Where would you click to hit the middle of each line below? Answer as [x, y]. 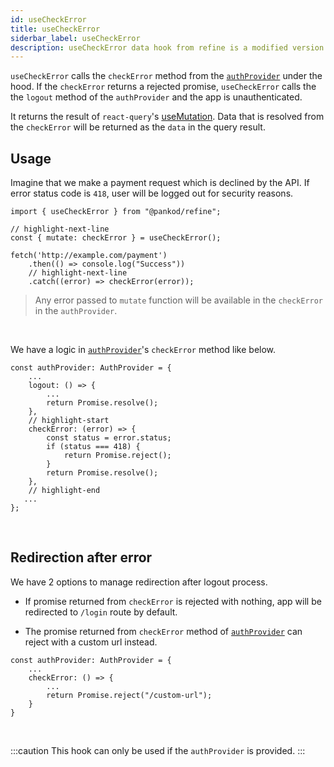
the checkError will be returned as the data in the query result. [138, 127]
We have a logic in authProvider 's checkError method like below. [143, 350]
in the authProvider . [76, 311]
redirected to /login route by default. [101, 612]
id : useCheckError [48, 19]
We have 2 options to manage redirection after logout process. [139, 582]
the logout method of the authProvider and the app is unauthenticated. [156, 97]
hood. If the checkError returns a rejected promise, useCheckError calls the [163, 87]
